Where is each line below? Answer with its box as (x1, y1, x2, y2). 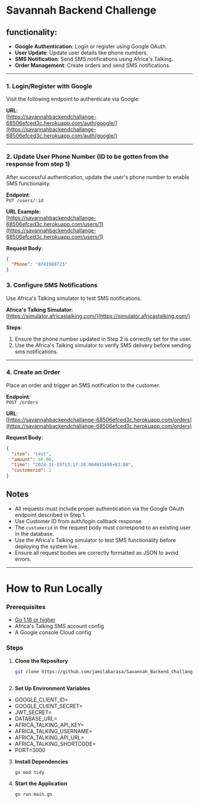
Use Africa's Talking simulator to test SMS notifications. (6, 295, 142, 302)
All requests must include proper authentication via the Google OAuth (14, 505, 185, 512)
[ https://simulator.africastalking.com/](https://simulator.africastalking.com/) (6, 312, 191, 319)
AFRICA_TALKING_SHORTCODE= (14, 740, 97, 747)
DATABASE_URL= (14, 715, 58, 722)
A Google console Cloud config (14, 629, 92, 636)
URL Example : (6, 208, 41, 215)
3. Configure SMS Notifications (6, 281, 98, 289)
